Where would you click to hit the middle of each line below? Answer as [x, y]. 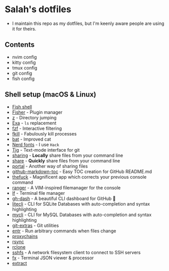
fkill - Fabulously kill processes [44, 133]
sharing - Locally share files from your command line [68, 155]
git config [22, 73]
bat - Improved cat [31, 139]
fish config [23, 78]
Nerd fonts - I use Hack [35, 144]
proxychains [25, 236]
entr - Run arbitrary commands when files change [64, 231]
